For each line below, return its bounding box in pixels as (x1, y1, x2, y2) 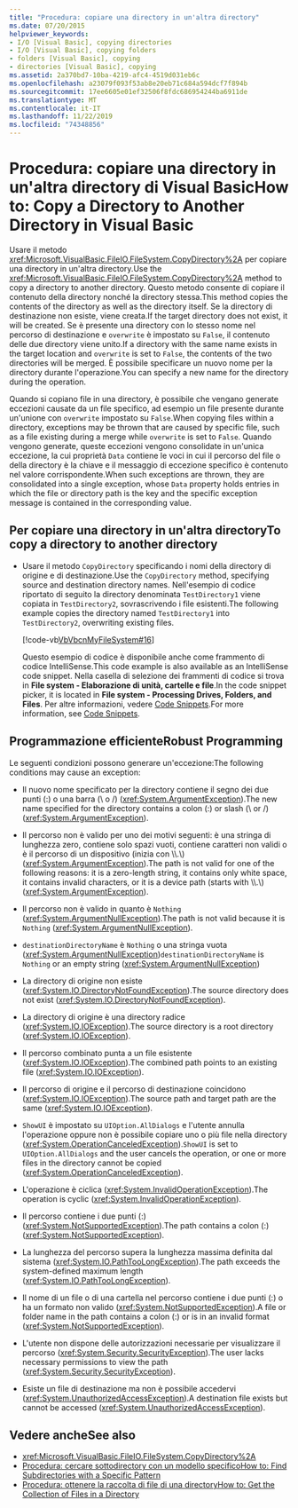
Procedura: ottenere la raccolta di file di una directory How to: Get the (21, 1480, 275, 1490)
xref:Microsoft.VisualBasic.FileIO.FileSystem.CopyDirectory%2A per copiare (9, 254, 287, 264)
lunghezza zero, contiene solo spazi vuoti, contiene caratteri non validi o (21, 839, 287, 849)
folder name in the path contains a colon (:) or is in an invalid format (21, 1311, 271, 1322)
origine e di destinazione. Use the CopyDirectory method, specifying (21, 570, 270, 580)
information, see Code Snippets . (21, 707, 140, 719)
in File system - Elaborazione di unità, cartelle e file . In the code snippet (21, 680, 286, 691)
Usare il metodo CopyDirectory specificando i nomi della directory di (21, 560, 271, 571)
